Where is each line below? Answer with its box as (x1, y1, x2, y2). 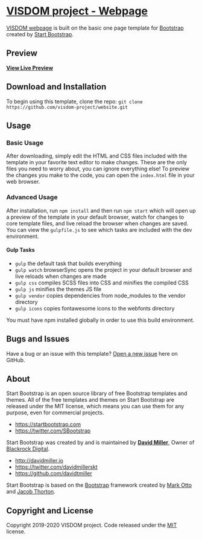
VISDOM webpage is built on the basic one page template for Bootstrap (6, 24, 184, 31)
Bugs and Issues (6, 334, 70, 344)
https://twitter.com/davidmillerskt (14, 463, 98, 471)
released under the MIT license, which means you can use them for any (6, 403, 185, 410)
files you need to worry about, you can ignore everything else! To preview (6, 165, 190, 173)
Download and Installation (6, 82, 107, 92)
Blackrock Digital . (6, 445, 50, 452)
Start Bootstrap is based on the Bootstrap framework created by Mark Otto (6, 481, 192, 489)
